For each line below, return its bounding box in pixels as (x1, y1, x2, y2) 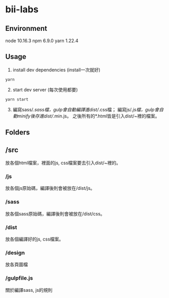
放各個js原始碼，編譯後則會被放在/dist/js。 (5, 185, 95, 191)
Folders (5, 128, 30, 137)
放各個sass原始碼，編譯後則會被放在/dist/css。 (5, 210, 105, 216)
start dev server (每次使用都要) (12, 86, 78, 93)
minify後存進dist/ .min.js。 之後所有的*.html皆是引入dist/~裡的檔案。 (17, 113, 160, 119)
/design (5, 249, 25, 256)
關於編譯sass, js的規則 (5, 287, 53, 293)
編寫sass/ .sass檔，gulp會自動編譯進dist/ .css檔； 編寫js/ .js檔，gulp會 (12, 106, 159, 112)
